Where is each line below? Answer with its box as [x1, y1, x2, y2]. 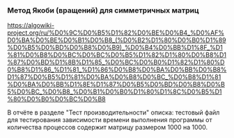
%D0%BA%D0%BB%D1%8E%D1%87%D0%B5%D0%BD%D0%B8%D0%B [7, 80, 225, 89]
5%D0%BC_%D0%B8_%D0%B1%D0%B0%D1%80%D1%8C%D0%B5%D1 [7, 87, 222, 96]
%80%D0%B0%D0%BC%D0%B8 [7, 95, 106, 103]
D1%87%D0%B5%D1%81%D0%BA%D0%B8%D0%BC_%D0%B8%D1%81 [7, 73, 221, 81]
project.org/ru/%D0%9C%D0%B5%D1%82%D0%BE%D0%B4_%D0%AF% [7, 28, 225, 37]
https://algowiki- [7, 21, 54, 30]
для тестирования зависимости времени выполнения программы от [7, 116, 212, 124]
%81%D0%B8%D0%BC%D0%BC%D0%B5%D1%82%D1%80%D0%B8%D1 [7, 51, 226, 59]
